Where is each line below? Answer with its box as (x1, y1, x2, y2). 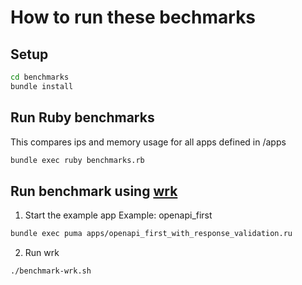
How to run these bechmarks (10, 6, 257, 29)
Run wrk (24, 247, 60, 259)
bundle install (10, 81, 74, 91)
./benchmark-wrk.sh (10, 266, 92, 276)
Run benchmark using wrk (10, 182, 178, 200)
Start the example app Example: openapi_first (24, 209, 213, 221)
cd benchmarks (10, 72, 70, 82)
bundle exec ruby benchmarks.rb (10, 155, 145, 165)
